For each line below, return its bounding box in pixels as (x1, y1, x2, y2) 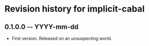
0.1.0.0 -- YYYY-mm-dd (4, 23, 79, 31)
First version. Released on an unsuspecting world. (11, 35, 112, 41)
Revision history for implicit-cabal (4, 3, 145, 15)
